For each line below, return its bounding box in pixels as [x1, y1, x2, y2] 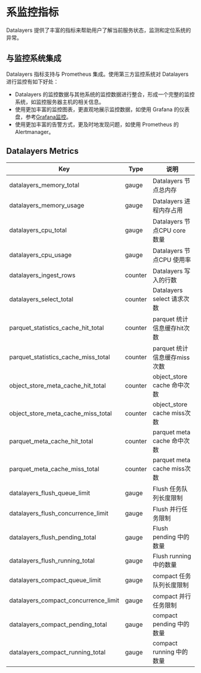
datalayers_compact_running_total [9, 648, 106, 656]
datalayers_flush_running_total [9, 556, 95, 565]
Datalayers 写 [152, 267, 190, 275]
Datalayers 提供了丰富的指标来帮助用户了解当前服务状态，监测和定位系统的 [6, 26, 191, 34]
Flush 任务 [152, 484, 182, 493]
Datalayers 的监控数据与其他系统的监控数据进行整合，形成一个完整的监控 [14, 91, 195, 98]
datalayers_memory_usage [9, 201, 85, 209]
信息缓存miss [152, 353, 190, 361]
